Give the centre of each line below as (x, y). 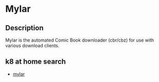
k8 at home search (36, 62)
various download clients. (33, 46)
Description (24, 28)
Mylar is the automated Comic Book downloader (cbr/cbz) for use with (80, 40)
